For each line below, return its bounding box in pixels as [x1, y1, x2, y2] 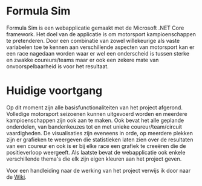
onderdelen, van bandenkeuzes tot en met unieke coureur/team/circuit [6, 123, 183, 130]
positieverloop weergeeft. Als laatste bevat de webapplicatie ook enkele [6, 149, 186, 156]
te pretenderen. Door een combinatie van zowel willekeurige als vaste [6, 37, 180, 44]
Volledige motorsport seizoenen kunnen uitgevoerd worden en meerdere [6, 110, 187, 117]
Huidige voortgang [6, 84, 103, 98]
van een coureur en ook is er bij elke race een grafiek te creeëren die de [6, 142, 186, 149]
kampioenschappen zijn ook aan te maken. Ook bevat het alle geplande [6, 117, 184, 124]
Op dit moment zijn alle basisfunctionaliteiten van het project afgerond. [6, 104, 183, 111]
